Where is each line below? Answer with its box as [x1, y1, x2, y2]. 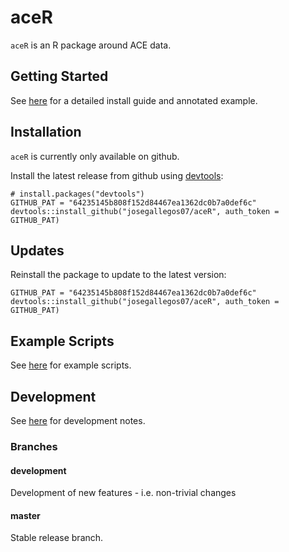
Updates [10, 242, 65, 259]
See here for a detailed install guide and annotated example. [10, 94, 258, 106]
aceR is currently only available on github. [10, 150, 180, 162]
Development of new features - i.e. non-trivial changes [10, 487, 237, 499]
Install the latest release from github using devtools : [10, 169, 224, 181]
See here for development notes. [10, 415, 146, 426]
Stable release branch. [10, 532, 104, 544]
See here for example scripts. [10, 359, 132, 371]
